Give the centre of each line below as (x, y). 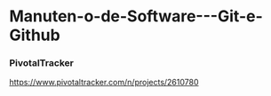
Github (35, 35)
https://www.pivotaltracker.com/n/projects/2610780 (104, 83)
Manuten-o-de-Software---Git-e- (136, 16)
